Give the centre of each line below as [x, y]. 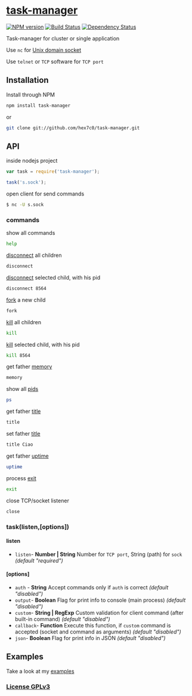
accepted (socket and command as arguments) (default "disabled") [98, 632]
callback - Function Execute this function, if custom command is [93, 625]
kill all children [24, 322]
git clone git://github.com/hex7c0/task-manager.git [73, 128]
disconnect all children [34, 255]
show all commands [31, 233]
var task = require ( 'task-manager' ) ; [53, 172]
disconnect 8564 [26, 288]
